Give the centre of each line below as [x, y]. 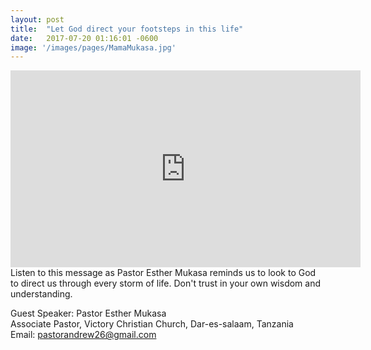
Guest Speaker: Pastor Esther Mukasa [88, 313]
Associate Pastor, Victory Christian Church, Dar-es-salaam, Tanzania [152, 324]
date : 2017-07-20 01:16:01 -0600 [84, 38]
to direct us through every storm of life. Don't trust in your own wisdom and [166, 283]
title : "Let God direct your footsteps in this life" [127, 29]
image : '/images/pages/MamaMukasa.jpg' [93, 47]
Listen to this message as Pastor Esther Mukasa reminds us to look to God [163, 273]
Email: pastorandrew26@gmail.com [83, 335]
